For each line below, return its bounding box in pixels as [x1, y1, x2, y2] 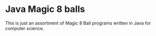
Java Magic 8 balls [5, 3, 85, 15]
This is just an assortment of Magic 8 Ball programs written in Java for [5, 20, 151, 26]
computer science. [5, 25, 44, 31]
